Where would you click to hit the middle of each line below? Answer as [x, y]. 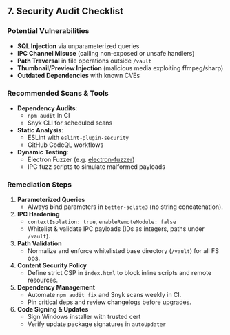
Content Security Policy [52, 265]
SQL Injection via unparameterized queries [78, 46]
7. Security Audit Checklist [65, 11]
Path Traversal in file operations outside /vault [84, 61]
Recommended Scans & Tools [58, 93]
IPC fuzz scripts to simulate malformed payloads [96, 166]
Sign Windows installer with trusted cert [84, 317]
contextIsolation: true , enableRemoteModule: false [102, 222]
